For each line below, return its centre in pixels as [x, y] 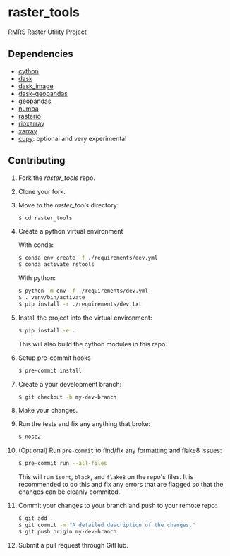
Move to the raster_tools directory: [68, 205]
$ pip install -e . [47, 330]
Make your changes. [48, 411]
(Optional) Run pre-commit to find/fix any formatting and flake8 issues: [120, 451]
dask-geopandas [43, 93]
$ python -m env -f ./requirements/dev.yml [83, 291]
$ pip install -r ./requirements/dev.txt [80, 304]
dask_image [36, 86]
